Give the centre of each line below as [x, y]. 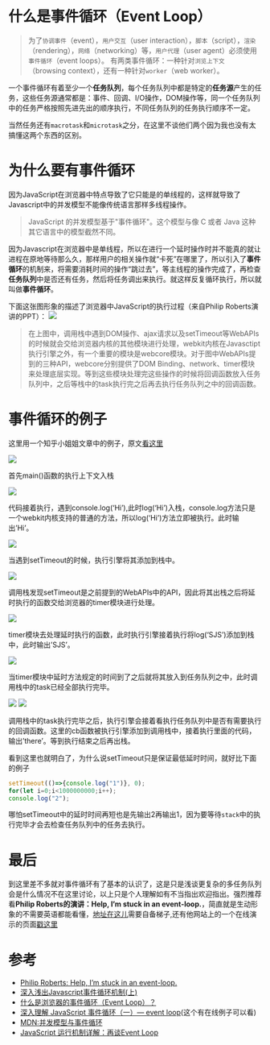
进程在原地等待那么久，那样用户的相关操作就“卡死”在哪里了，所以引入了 [128, 259]
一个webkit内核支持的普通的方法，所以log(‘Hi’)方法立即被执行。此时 [121, 517]
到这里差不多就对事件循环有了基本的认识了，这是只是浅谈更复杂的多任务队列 [135, 884]
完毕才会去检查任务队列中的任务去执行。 [82, 825]
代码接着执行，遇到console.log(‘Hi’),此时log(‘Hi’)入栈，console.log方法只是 [132, 508]
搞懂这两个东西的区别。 [47, 135]
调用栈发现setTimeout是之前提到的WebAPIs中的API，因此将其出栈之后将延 [132, 592]
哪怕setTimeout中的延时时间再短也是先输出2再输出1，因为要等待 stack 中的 [131, 815]
